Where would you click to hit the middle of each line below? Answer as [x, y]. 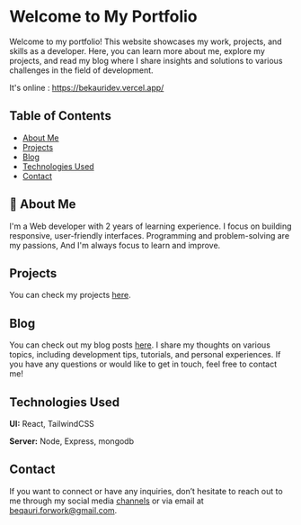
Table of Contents [61, 116]
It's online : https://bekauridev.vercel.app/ [87, 87]
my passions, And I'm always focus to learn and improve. [115, 245]
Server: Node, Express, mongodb [72, 441]
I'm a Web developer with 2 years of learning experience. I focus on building [150, 226]
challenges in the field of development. [82, 70]
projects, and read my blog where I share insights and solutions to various [146, 60]
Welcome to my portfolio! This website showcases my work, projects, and [146, 41]
